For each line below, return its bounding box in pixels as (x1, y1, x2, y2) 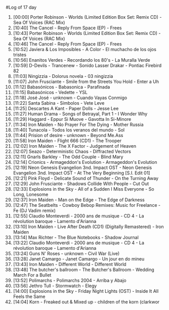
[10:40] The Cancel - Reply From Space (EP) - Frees (13, 25, 122, 31)
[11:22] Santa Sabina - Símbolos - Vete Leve (13, 100, 105, 106)
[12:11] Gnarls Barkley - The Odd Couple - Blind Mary (13, 154, 123, 160)
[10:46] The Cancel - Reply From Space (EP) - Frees (13, 41, 122, 47)
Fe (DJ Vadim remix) (13, 207, 56, 213)
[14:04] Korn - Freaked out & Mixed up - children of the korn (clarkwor (13, 299, 160, 305)
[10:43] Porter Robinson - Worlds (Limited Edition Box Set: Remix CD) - (13, 30, 161, 36)
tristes (13, 52, 27, 58)
